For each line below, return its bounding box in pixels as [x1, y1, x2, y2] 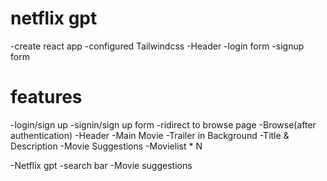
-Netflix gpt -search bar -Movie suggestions [10, 159, 193, 171]
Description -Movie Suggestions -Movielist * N [10, 140, 203, 152]
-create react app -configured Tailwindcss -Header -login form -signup [10, 40, 305, 52]
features [10, 86, 83, 109]
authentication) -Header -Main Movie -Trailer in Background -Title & [10, 129, 290, 141]
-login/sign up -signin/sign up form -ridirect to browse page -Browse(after [10, 118, 317, 131]
